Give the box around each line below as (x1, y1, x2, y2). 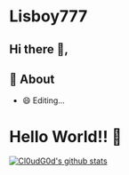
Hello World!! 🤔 (9, 126, 123, 147)
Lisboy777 (9, 6, 88, 27)
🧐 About (9, 71, 55, 86)
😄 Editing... (21, 95, 65, 106)
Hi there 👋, (9, 42, 69, 57)
